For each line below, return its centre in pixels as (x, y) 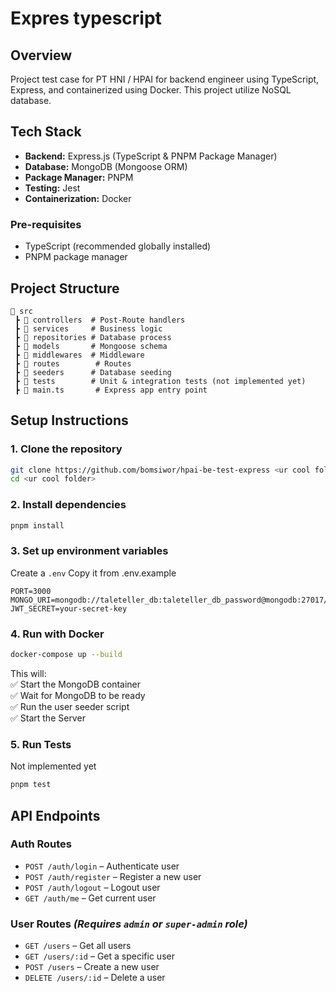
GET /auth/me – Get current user (90, 898)
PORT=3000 (31, 591)
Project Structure (65, 288)
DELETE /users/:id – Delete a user (95, 978)
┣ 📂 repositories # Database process (93, 337)
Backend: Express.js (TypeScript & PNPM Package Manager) (151, 156)
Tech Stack (46, 132)
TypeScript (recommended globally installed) (118, 246)
